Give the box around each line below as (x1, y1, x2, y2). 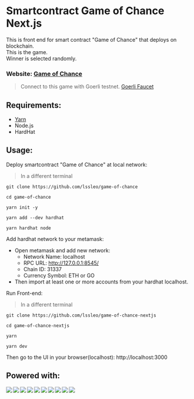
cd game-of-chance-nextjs (6, 322, 69, 328)
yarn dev (6, 343, 28, 349)
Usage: (6, 146, 34, 156)
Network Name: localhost (23, 253, 85, 260)
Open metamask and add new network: (14, 246, 111, 254)
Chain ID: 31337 (23, 265, 62, 272)
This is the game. (6, 48, 48, 55)
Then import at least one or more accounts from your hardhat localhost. (14, 278, 189, 285)
